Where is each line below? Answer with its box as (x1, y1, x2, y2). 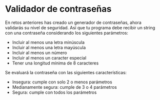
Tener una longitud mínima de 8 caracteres (12, 60, 99, 66)
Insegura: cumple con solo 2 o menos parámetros (12, 79, 112, 85)
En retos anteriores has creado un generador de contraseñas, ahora (5, 20, 141, 25)
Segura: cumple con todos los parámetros (12, 89, 97, 95)
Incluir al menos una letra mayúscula (12, 44, 86, 50)
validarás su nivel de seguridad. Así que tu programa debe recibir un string (5, 24, 155, 30)
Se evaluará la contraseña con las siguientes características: (5, 69, 127, 75)
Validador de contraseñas (5, 3, 112, 15)
